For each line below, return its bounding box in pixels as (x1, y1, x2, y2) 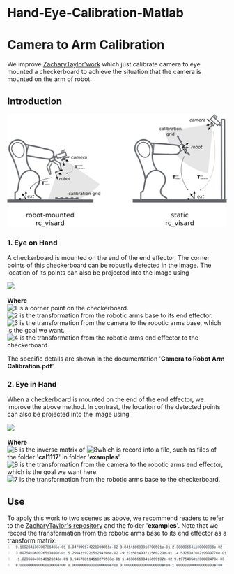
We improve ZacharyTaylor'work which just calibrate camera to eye (7, 60, 201, 69)
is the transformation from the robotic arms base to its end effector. (19, 311, 213, 320)
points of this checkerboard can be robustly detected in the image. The (7, 261, 212, 270)
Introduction (7, 95, 63, 107)
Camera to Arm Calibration (7, 37, 165, 53)
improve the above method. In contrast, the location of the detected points (7, 403, 221, 411)
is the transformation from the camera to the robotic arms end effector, (19, 460, 224, 469)
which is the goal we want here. (7, 468, 99, 476)
